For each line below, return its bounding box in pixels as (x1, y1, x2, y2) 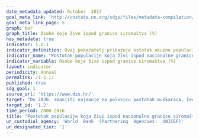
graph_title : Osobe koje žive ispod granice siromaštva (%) (6, 31, 158, 37)
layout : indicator (6, 63, 52, 70)
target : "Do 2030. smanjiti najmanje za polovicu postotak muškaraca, (6, 96, 184, 102)
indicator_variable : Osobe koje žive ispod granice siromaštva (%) (6, 58, 176, 64)
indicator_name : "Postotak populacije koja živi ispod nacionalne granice (6, 53, 195, 59)
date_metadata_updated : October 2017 (6, 8, 102, 15)
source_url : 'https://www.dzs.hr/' (6, 91, 94, 97)
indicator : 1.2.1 (6, 42, 49, 48)
